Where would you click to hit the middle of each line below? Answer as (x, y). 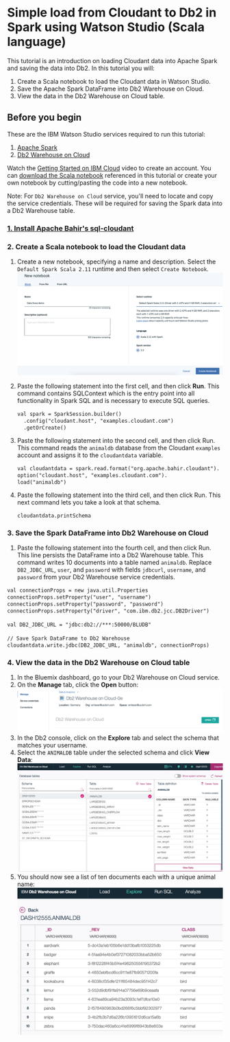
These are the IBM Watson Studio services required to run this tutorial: (106, 134)
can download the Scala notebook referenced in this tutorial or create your (112, 175)
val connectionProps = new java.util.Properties (78, 590)
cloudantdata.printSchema (54, 516)
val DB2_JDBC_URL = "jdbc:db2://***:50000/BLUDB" (79, 625)
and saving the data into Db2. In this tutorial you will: (81, 68)
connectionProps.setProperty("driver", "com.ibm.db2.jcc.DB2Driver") (108, 611)
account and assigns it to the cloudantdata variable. (90, 455)
